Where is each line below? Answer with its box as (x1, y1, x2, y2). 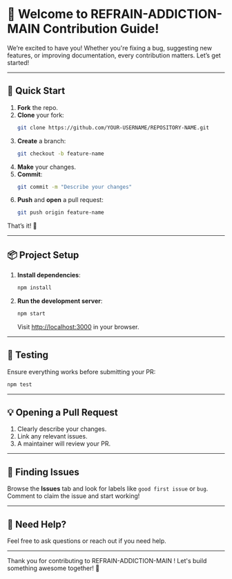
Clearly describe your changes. (17, 425, 107, 433)
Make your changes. (17, 163, 77, 171)
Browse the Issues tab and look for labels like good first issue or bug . (7, 484, 209, 493)
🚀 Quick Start (7, 85, 66, 97)
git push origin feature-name (17, 209, 105, 217)
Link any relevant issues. (17, 432, 88, 441)
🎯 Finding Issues (7, 466, 79, 478)
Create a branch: (17, 136, 66, 145)
